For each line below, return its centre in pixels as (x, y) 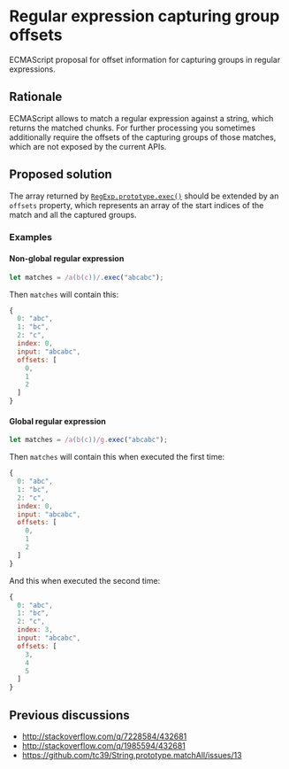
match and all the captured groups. (73, 214)
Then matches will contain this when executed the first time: (117, 457)
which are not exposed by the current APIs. (88, 146)
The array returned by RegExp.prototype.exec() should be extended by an (144, 196)
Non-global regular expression (67, 259)
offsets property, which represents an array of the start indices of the (137, 205)
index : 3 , (35, 630)
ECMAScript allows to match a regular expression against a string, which (141, 118)
